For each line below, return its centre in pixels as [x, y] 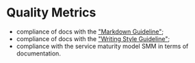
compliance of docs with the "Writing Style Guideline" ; [93, 38]
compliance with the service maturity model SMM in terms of [102, 46]
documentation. [38, 53]
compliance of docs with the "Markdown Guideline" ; [90, 32]
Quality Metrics [51, 13]
